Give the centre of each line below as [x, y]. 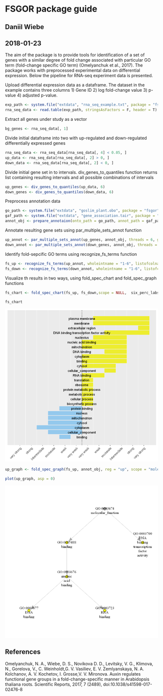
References [23, 652]
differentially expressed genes [35, 143]
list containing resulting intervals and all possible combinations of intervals [79, 177]
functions [15, 283]
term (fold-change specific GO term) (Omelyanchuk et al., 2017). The [74, 65]
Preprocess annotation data [33, 201]
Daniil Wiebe [25, 27]
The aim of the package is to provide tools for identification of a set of [75, 55]
